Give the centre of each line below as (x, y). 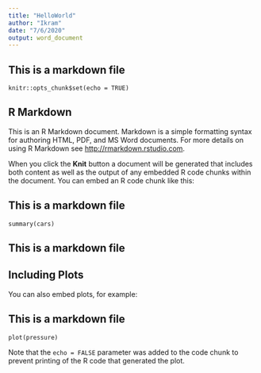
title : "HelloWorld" (42, 15)
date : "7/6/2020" (37, 30)
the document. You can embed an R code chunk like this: (101, 180)
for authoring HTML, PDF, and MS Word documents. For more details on (126, 140)
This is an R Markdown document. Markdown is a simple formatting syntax (130, 131)
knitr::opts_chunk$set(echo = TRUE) (69, 88)
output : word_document (46, 38)
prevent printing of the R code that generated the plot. (96, 360)
